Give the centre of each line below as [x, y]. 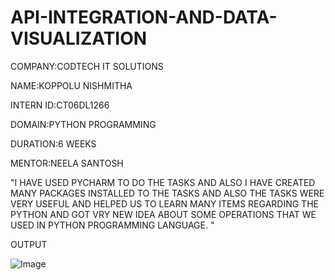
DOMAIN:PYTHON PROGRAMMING [83, 124]
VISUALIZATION [79, 38]
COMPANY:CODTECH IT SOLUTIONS [87, 66]
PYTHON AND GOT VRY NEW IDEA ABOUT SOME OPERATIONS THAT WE [163, 214]
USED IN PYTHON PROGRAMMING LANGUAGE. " [112, 225]
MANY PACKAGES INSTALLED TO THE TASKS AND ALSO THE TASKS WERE [167, 193]
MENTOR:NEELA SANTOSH [67, 163]
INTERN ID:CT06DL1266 [60, 105]
